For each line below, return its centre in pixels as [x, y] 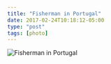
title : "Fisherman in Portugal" [54, 14]
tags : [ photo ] [28, 33]
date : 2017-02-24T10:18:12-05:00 [56, 20]
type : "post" [26, 26]
